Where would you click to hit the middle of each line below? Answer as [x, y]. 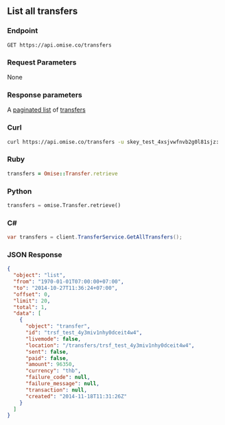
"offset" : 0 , [32, 294]
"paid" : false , [47, 358]
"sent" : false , [47, 352]
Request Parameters [42, 62]
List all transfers [43, 11]
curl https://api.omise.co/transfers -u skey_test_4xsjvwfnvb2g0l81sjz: [113, 142]
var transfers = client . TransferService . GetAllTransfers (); [95, 237]
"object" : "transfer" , [58, 326]
